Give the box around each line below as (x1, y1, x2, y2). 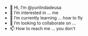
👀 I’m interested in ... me (9, 10, 59, 16)
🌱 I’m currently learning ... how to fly (9, 15, 83, 20)
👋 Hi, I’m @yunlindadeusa (9, 5, 62, 10)
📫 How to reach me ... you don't (9, 26, 76, 31)
